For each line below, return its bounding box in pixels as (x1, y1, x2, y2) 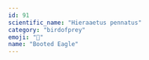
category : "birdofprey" (8, 26, 86, 34)
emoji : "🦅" (8, 33, 44, 41)
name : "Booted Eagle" (8, 41, 79, 48)
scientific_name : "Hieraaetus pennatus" (8, 19, 143, 26)
